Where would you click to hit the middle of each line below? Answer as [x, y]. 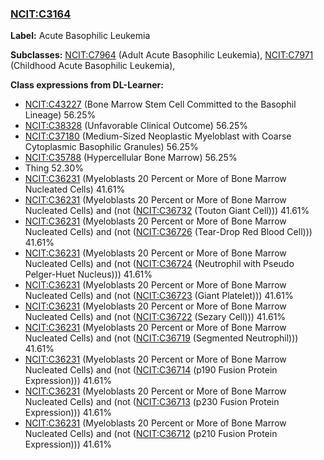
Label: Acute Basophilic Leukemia [80, 36]
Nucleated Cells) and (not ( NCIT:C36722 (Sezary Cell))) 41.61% [155, 317]
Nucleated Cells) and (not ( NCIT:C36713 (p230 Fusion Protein [152, 402]
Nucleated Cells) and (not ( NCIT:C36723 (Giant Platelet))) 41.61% [159, 296]
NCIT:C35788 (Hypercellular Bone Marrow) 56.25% [131, 158]
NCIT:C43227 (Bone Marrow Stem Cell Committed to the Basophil [160, 104]
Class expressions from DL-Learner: [87, 85]
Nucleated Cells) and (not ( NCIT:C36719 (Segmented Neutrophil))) [161, 338]
